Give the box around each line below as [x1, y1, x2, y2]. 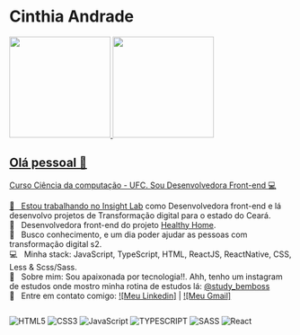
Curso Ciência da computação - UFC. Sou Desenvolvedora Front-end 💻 [9, 180, 277, 190]
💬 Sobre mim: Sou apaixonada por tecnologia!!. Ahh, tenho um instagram [9, 271, 283, 282]
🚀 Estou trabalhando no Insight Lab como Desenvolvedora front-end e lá [9, 200, 281, 211]
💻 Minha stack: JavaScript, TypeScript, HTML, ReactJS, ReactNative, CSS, [9, 249, 292, 260]
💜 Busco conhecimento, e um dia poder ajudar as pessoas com [9, 229, 248, 240]
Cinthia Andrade [9, 6, 135, 27]
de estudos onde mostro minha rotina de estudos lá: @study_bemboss [9, 280, 270, 291]
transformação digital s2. [9, 238, 102, 249]
